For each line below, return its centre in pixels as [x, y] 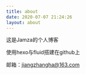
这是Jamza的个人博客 [32, 40]
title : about [22, 11]
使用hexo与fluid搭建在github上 [43, 52]
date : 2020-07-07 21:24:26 [39, 17]
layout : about [24, 22]
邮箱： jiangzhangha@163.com [43, 65]
